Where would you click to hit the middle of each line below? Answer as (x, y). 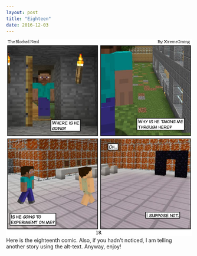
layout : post (22, 12)
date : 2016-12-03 (27, 25)
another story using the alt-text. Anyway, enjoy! (64, 246)
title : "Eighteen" (29, 19)
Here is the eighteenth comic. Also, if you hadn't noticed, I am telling (89, 240)
